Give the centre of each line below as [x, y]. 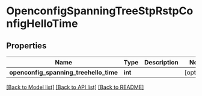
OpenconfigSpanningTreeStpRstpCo [100, 11]
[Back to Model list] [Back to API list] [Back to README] [75, 87]
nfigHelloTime [42, 24]
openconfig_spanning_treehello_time [64, 72]
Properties [26, 46]
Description [161, 62]
